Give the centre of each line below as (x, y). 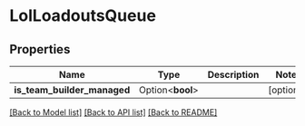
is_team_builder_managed (72, 90)
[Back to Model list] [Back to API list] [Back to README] (113, 112)
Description (233, 75)
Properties (40, 49)
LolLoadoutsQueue (83, 16)
